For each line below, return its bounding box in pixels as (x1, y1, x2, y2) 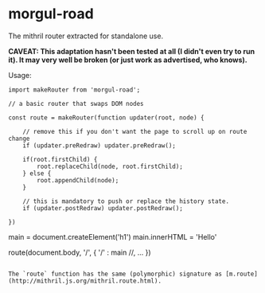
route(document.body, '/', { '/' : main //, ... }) (8, 248, 151, 257)
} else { (22, 169, 52, 178)
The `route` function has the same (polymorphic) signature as (8, 270, 223, 278)
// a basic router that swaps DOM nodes (8, 100, 145, 107)
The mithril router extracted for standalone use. (8, 31, 164, 41)
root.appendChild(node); (37, 176, 119, 184)
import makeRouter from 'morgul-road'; (8, 85, 141, 94)
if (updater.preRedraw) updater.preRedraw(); (22, 141, 177, 150)
